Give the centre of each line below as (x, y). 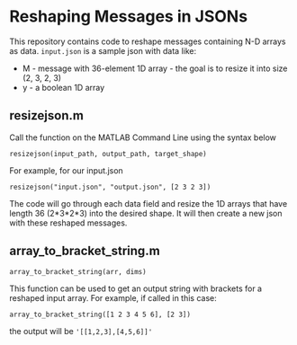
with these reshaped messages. (68, 223)
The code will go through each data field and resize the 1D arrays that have (148, 203)
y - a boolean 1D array (63, 87)
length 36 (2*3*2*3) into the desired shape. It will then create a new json (146, 213)
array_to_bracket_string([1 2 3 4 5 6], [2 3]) (100, 314)
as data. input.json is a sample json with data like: (103, 50)
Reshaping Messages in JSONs (129, 17)
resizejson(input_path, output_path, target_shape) (108, 154)
